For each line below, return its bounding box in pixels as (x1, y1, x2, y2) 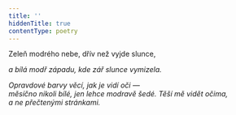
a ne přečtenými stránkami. (8, 98, 101, 108)
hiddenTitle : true (8, 19, 71, 28)
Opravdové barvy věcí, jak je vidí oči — (8, 80, 140, 90)
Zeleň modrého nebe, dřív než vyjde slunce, (8, 49, 156, 59)
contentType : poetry (8, 27, 79, 35)
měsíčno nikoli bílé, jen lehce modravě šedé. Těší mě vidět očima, (8, 89, 229, 99)
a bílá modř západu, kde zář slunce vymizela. (8, 65, 163, 75)
